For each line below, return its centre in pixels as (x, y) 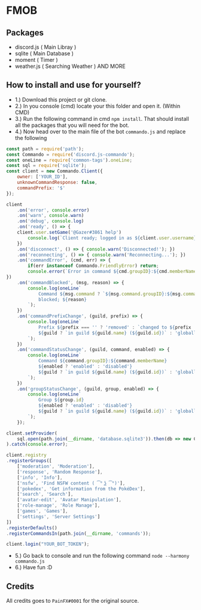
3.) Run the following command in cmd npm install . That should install (102, 118)
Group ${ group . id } (61, 400)
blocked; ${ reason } (62, 299)
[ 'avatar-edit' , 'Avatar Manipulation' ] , (69, 500)
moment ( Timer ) (36, 60)
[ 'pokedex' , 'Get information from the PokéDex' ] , (81, 489)
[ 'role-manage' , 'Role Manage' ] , (59, 505)
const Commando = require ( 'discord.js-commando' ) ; (71, 154)
